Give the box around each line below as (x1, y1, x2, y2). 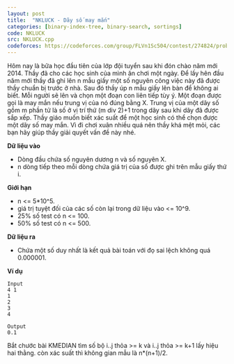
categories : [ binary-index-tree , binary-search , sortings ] (7, 23, 182, 30)
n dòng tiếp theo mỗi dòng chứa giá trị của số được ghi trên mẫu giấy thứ (17, 163, 227, 171)
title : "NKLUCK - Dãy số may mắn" (7, 17, 111, 24)
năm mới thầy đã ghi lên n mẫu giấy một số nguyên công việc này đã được (7, 77, 221, 84)
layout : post (7, 10, 45, 17)
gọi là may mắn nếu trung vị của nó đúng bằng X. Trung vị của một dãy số (7, 99, 219, 106)
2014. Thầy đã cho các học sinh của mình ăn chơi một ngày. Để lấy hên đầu (7, 69, 224, 77)
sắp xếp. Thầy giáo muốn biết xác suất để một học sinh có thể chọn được (7, 113, 218, 122)
